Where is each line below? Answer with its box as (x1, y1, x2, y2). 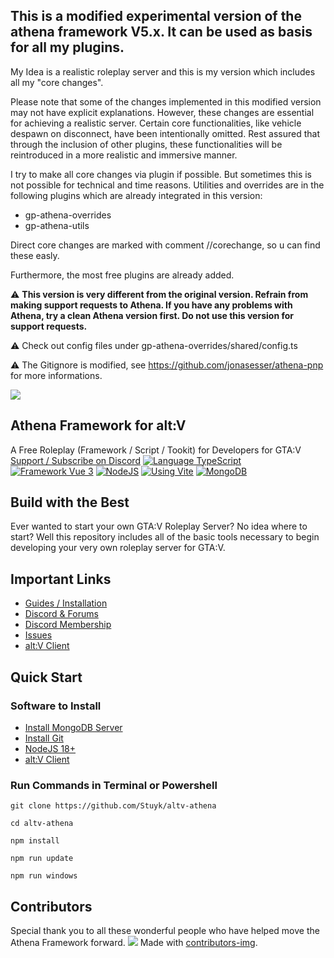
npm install (10, 836, 60, 846)
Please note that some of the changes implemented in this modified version (10, 95, 322, 108)
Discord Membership (24, 619, 112, 631)
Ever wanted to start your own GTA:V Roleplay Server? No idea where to (10, 520, 308, 533)
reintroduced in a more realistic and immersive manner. (10, 149, 238, 161)
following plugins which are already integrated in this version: (10, 189, 263, 201)
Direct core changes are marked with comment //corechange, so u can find (10, 239, 321, 251)
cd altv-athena (10, 819, 74, 829)
